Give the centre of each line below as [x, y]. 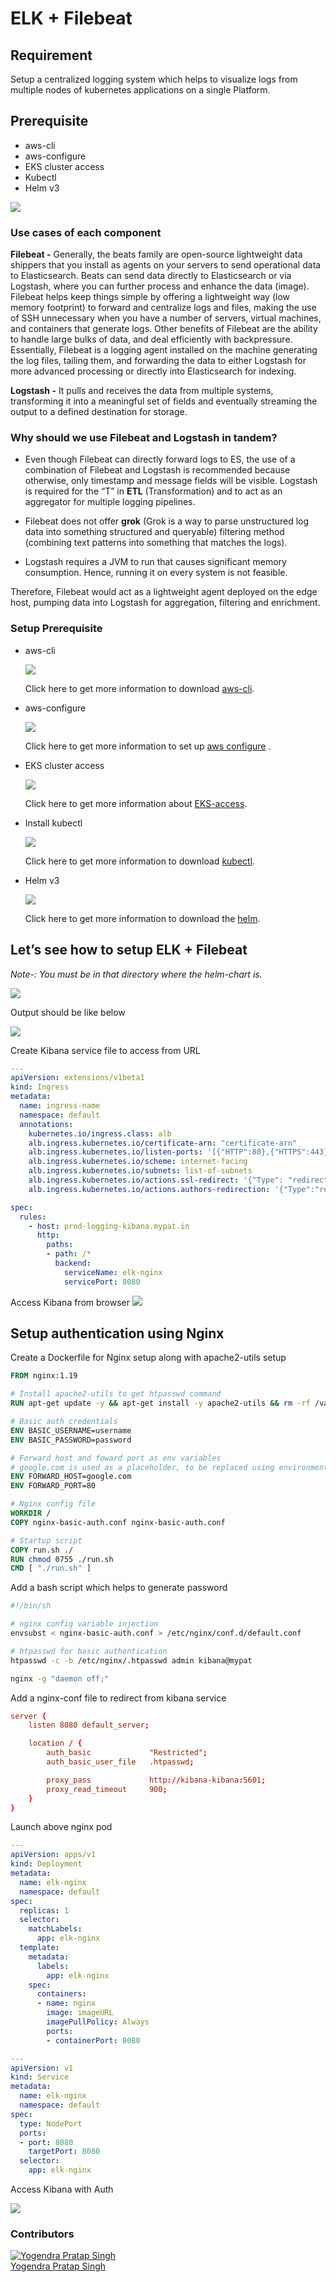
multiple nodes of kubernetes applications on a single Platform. [140, 90]
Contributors [42, 2234]
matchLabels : [55, 1929]
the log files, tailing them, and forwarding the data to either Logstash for [158, 361]
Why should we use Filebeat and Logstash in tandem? [144, 438]
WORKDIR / [31, 1513]
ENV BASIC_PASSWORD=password [71, 1440]
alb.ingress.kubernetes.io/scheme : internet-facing [138, 1162]
